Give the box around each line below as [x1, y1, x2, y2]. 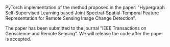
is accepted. [5, 36, 32, 42]
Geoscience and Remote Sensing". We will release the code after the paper [5, 31, 163, 36]
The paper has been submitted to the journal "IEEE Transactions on [5, 25, 147, 31]
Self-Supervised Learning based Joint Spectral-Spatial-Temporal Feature [5, 10, 159, 16]
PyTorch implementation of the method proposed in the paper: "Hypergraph [5, 5, 165, 10]
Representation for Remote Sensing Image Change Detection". [5, 15, 136, 21]
